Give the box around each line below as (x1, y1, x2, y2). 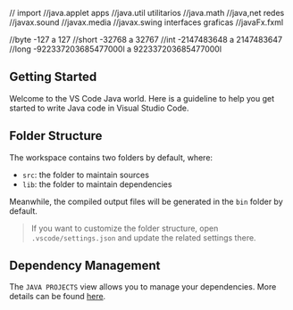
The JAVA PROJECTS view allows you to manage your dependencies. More (9, 281, 277, 292)
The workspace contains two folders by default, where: (9, 151, 213, 163)
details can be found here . (9, 291, 106, 302)
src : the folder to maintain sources (21, 169, 150, 180)
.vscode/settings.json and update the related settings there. (30, 232, 256, 243)
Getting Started (9, 69, 97, 85)
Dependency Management (9, 258, 161, 273)
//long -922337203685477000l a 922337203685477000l (9, 44, 222, 54)
